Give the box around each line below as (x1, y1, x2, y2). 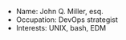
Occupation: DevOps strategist (15, 15, 119, 24)
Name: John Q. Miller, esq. (15, 7, 104, 16)
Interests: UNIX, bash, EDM (15, 24, 107, 32)
